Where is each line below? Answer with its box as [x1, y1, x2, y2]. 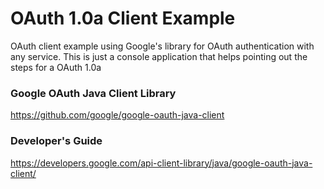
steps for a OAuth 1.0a [10, 61, 102, 73]
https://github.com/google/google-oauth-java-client [10, 109, 225, 121]
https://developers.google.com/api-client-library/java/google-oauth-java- [10, 157, 313, 169]
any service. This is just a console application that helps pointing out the [10, 50, 308, 62]
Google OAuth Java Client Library [10, 86, 177, 100]
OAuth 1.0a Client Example [10, 7, 236, 30]
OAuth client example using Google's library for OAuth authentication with [10, 40, 315, 52]
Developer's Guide [10, 134, 103, 148]
